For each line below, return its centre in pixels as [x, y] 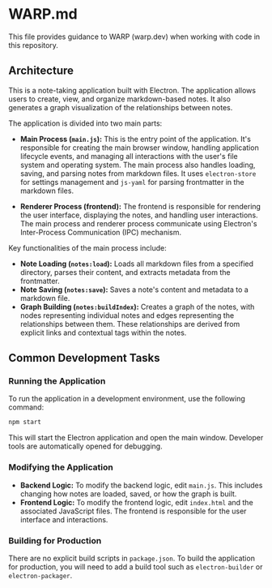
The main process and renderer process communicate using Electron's [138, 223]
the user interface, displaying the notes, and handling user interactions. [139, 215]
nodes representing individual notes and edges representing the [127, 315]
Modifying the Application [61, 467]
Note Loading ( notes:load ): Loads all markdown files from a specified [136, 264]
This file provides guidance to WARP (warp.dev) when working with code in [134, 36]
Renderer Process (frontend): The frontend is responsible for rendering [140, 206]
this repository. [34, 45]
